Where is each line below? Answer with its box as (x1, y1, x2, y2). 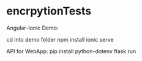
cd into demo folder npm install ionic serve (6, 36, 114, 43)
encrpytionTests (6, 4, 92, 18)
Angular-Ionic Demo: (6, 24, 59, 31)
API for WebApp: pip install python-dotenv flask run (6, 47, 136, 55)
